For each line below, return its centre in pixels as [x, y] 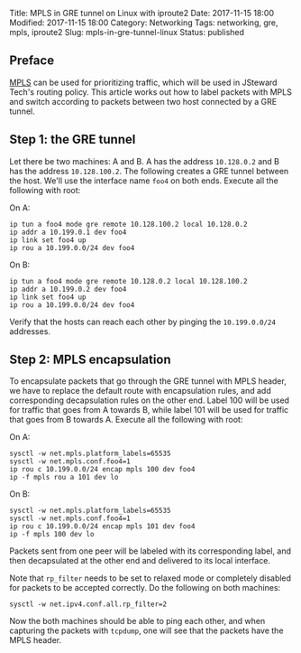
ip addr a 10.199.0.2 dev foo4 [68, 289]
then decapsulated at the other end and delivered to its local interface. [140, 561]
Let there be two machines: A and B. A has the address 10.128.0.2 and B [144, 161]
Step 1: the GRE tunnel [73, 140]
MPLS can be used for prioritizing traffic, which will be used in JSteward [143, 82]
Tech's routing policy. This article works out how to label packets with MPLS [151, 92]
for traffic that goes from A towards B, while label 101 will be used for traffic [149, 410]
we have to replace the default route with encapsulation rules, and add [141, 391]
